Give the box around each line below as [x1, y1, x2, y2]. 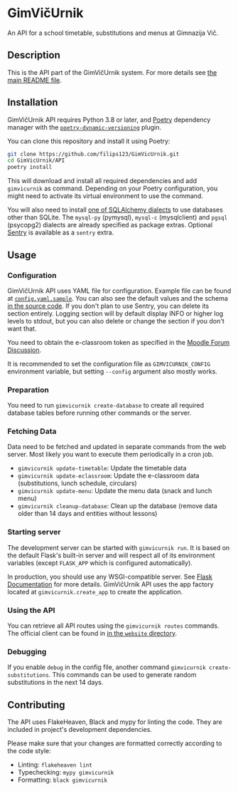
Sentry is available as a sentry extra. [7, 228, 114, 237]
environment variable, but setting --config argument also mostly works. [7, 367, 218, 376]
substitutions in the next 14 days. [7, 678, 104, 687]
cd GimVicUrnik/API [7, 157, 65, 165]
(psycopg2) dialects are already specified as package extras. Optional [7, 221, 213, 229]
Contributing [7, 698, 65, 710]
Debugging [7, 646, 47, 656]
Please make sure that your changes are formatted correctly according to [7, 739, 222, 748]
